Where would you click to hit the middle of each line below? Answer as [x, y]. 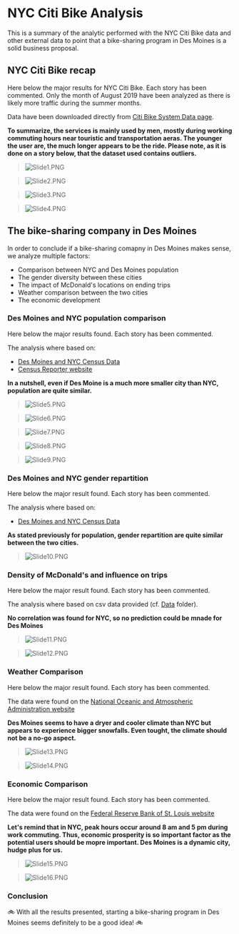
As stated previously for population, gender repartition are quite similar [115, 535]
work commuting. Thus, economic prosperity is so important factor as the [119, 835]
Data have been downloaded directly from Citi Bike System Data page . [111, 116]
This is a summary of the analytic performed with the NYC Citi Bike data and [119, 33]
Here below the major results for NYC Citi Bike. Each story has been [107, 88]
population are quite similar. [50, 390]
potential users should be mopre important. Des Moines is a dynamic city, [119, 843]
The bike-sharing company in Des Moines [102, 231]
